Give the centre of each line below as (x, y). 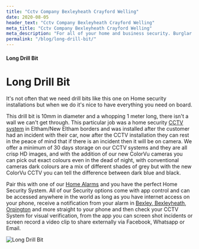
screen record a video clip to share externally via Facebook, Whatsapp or (95, 222)
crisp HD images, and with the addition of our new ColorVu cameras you (94, 154)
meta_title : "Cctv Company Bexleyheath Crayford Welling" (79, 28)
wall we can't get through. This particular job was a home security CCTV (95, 122)
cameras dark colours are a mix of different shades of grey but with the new (99, 166)
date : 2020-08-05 (28, 17)
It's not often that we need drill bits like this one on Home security (86, 98)
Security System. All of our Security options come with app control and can (98, 190)
